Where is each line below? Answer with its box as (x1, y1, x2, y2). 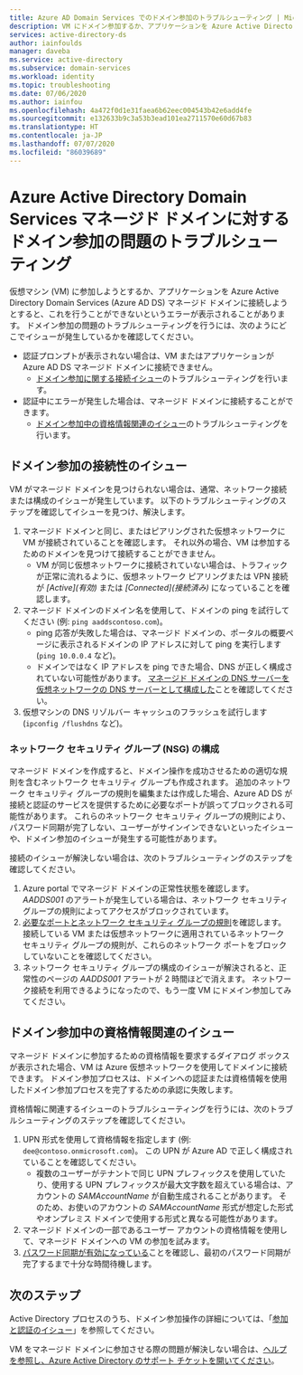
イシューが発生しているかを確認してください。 (24, 331, 198, 342)
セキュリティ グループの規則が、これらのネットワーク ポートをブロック (22, 939, 287, 950)
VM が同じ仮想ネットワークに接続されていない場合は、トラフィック (35, 560, 289, 571)
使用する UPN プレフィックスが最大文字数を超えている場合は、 (51, 1180, 286, 1190)
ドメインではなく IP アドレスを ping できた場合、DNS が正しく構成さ (35, 661, 293, 672)
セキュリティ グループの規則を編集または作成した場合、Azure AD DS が (26, 788, 293, 799)
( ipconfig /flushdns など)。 (22, 718, 128, 729)
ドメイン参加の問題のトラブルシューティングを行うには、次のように (26, 319, 280, 330)
